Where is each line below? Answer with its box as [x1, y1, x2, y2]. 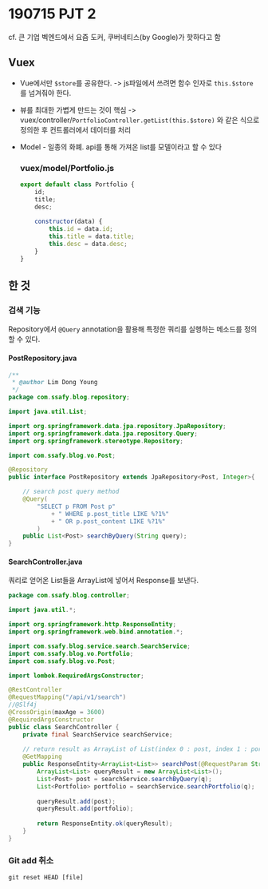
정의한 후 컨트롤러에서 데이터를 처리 [19, 125, 132, 134]
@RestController [8, 686, 62, 694]
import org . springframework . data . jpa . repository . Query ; [8, 429, 198, 438]
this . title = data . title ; [49, 232, 135, 240]
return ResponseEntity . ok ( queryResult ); [37, 820, 173, 827]
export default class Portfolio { [19, 181, 135, 189]
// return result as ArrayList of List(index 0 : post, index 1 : [22, 745, 248, 753]
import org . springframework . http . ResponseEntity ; [8, 621, 177, 629]
